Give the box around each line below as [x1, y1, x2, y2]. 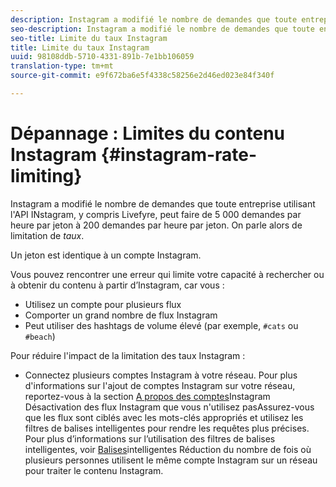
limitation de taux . [10, 229, 85, 241]
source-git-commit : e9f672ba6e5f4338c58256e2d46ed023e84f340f [10, 71, 275, 81]
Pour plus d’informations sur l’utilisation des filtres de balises [24, 432, 276, 445]
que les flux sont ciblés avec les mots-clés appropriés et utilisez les [24, 411, 304, 423]
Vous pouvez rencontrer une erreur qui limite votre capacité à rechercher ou [10, 268, 325, 280]
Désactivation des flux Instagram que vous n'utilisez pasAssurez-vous [24, 401, 315, 413]
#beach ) [24, 330, 56, 342]
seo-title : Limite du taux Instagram [10, 33, 168, 43]
